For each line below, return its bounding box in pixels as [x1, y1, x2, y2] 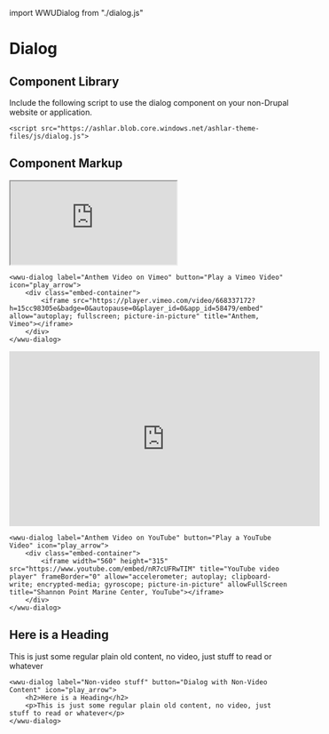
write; [9, 579, 34, 589]
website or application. [9, 107, 93, 117]
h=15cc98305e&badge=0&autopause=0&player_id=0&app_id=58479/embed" [9, 304, 264, 313]
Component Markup [9, 156, 123, 172]
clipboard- [231, 572, 272, 581]
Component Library [9, 74, 120, 89]
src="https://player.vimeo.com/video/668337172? [72, 296, 255, 305]
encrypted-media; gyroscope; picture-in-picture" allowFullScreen [36, 579, 288, 589]
